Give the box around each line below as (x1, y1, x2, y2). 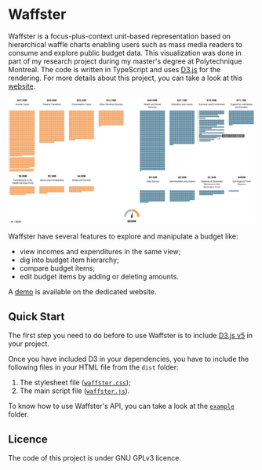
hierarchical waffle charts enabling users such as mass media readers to (8, 39, 243, 49)
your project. (8, 339, 49, 348)
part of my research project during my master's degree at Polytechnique (8, 56, 242, 66)
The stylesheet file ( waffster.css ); (19, 378, 131, 388)
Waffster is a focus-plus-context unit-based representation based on (8, 31, 231, 41)
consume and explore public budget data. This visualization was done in (8, 48, 242, 57)
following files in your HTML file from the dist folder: (8, 363, 179, 372)
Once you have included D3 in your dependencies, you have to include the (8, 355, 249, 364)
